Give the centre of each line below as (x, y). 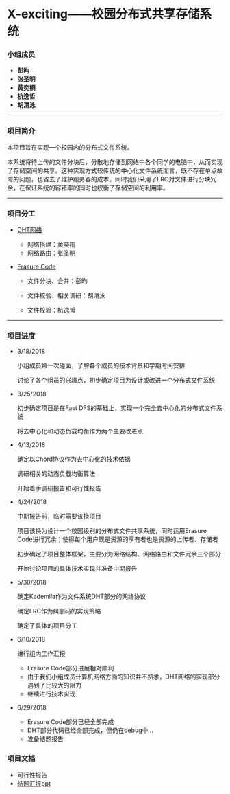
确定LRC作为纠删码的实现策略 (59, 611)
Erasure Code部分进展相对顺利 (71, 668)
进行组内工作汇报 (41, 654)
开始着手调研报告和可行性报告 (59, 488)
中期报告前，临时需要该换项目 (59, 517)
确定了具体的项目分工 (47, 626)
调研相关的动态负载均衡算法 (56, 474)
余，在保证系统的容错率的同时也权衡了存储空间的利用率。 (88, 188)
